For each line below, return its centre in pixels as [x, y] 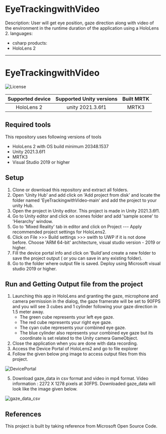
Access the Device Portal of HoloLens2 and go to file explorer [75, 349]
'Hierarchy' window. [33, 221]
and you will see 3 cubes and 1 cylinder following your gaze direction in [85, 307]
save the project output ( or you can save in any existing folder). [77, 258]
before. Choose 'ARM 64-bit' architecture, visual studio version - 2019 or [86, 242]
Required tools [28, 125]
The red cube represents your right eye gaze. [66, 323]
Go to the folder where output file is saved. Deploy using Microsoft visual [86, 263]
